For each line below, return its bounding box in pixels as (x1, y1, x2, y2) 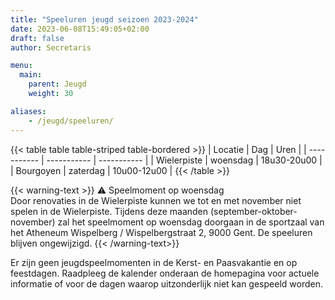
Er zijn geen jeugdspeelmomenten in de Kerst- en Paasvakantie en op (10, 256, 298, 268)
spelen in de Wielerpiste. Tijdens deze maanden (10, 205, 209, 217)
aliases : (10, 106, 47, 116)
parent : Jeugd (28, 79, 87, 90)
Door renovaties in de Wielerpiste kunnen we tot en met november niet (10, 194, 302, 206)
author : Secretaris (10, 42, 92, 53)
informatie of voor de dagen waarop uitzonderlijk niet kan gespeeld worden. (10, 277, 323, 290)
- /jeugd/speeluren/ (28, 116, 114, 126)
